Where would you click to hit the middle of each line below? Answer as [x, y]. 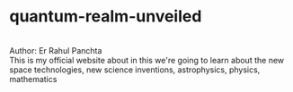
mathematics [33, 79]
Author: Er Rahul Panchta [56, 50]
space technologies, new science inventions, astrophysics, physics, [135, 70]
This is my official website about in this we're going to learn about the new [147, 60]
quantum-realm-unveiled [106, 17]
